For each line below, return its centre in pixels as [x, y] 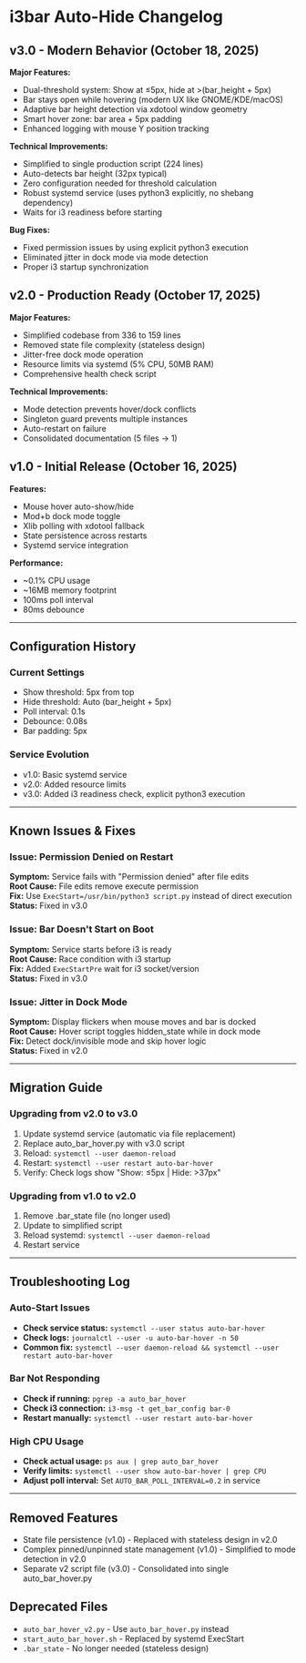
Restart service [51, 1244]
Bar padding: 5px [55, 731]
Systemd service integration [76, 545]
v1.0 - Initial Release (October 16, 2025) [123, 467]
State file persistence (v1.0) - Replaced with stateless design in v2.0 [150, 1539]
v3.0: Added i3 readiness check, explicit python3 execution [134, 793]
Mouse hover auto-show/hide [78, 506]
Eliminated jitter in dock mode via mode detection [115, 257]
